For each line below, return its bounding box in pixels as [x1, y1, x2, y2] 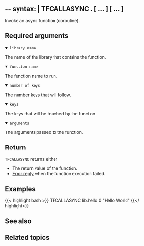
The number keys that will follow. [5, 92, 71, 98]
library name [9, 46, 36, 50]
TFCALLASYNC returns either [5, 156, 57, 162]
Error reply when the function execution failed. [12, 171, 106, 177]
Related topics [5, 233, 50, 242]
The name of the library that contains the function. [5, 54, 106, 60]
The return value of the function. [12, 165, 78, 171]
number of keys [9, 83, 40, 88]
